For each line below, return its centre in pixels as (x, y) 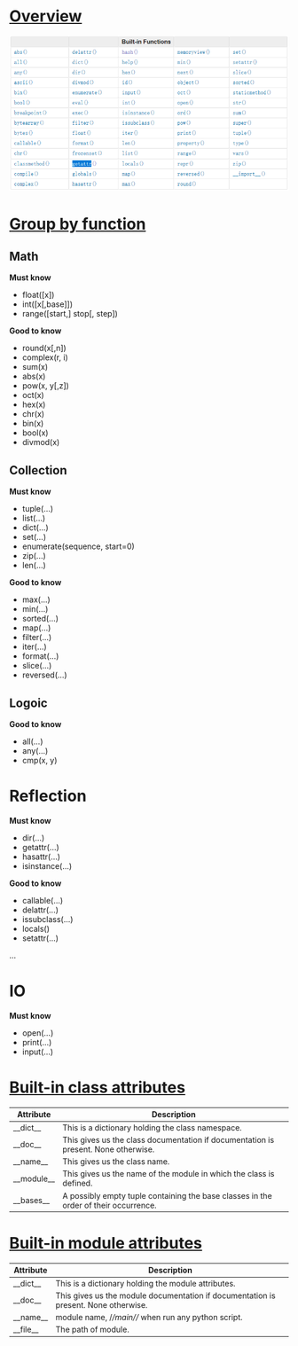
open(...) (38, 1033)
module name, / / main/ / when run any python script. (149, 1318)
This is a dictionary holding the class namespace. (152, 1127)
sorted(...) (40, 619)
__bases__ (31, 1201)
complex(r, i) (45, 357)
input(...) (38, 1052)
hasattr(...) (41, 857)
